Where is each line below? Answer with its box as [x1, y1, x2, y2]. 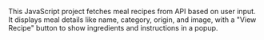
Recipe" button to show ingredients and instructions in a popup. [8, 24, 218, 32]
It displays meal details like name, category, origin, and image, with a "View [8, 15, 257, 24]
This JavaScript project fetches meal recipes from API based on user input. [8, 7, 256, 16]
